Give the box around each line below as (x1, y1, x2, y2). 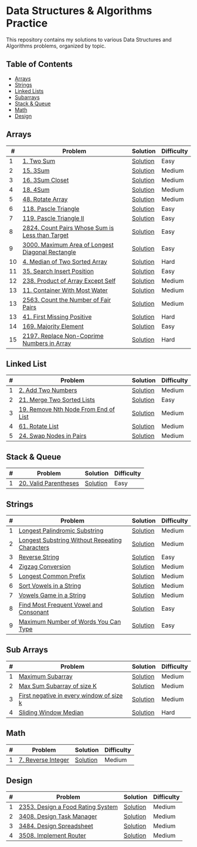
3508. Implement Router (18, 832, 86, 840)
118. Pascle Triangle (22, 205, 80, 213)
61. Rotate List (18, 422, 59, 430)
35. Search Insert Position (22, 267, 94, 275)
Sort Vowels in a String (18, 582, 81, 590)
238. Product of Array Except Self (22, 276, 116, 284)
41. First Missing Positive (22, 313, 92, 321)
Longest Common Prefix (18, 572, 86, 580)
